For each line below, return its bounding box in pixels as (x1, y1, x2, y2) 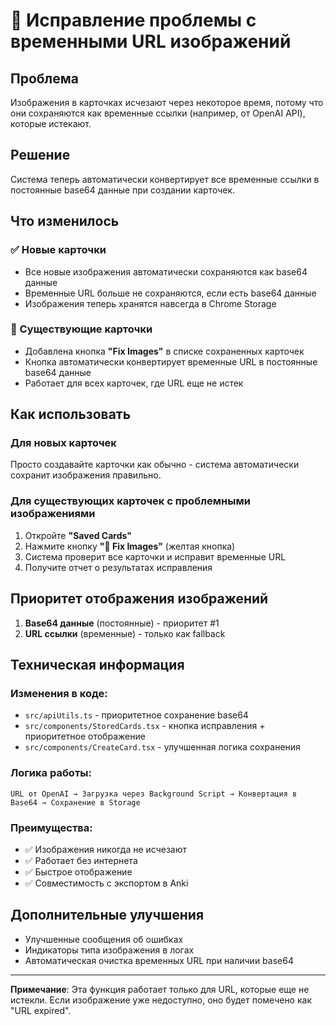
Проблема (10, 70, 80, 87)
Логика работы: (10, 766, 92, 780)
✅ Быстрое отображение (24, 865, 133, 878)
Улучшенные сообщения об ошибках (24, 933, 184, 945)
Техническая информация (10, 656, 185, 673)
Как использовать (10, 406, 132, 423)
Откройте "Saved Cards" (24, 529, 132, 541)
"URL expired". (10, 1004, 72, 1016)
